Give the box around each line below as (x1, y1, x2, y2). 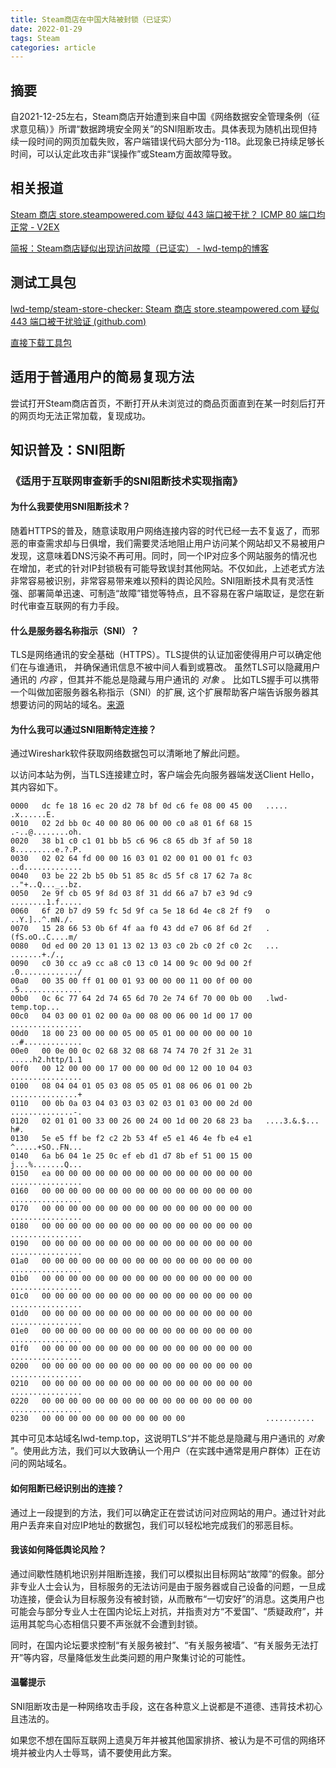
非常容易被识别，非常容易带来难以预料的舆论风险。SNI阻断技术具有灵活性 (10, 575, 315, 587)
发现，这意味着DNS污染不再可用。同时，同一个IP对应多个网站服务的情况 (10, 550, 309, 562)
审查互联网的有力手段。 (27, 600, 125, 612)
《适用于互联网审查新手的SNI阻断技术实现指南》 (10, 474, 243, 488)
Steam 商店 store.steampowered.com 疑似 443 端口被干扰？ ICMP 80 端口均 (10, 208, 326, 220)
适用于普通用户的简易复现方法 (10, 369, 195, 386)
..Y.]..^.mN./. (10, 915, 74, 925)
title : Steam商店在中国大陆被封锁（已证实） (10, 14, 177, 25)
